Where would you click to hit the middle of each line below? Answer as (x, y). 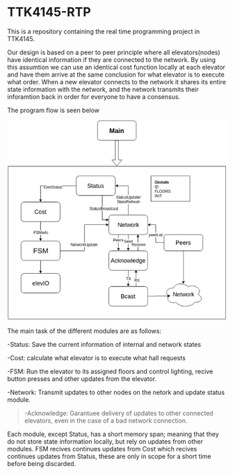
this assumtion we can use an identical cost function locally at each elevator (116, 67)
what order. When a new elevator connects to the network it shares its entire (116, 81)
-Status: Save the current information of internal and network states (104, 345)
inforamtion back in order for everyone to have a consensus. (94, 96)
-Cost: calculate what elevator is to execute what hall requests (96, 358)
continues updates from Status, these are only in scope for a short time (109, 456)
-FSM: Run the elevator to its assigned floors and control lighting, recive (110, 372)
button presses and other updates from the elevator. (82, 379)
